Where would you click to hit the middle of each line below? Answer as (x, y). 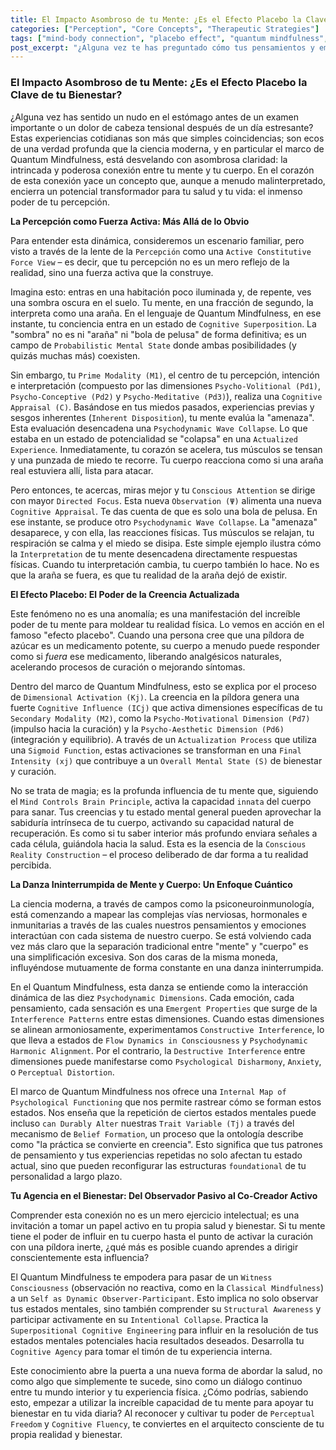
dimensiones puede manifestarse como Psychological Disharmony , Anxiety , (166, 1061)
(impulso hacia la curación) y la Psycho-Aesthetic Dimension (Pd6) (147, 728)
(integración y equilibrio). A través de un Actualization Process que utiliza (163, 739)
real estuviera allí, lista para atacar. (82, 470)
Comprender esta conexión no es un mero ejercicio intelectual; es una (155, 1215)
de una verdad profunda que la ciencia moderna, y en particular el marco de (167, 148)
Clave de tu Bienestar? (66, 95)
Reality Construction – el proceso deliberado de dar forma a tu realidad (159, 854)
